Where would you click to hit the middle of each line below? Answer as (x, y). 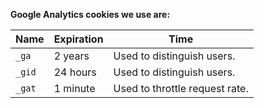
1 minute (74, 88)
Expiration (78, 39)
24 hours (75, 72)
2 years (71, 56)
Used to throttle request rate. (181, 88)
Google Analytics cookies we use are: (90, 14)
